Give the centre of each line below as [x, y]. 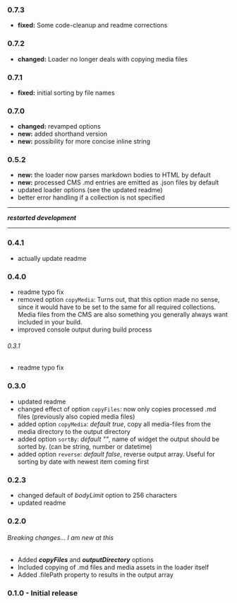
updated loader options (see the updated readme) [90, 190]
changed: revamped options [59, 127]
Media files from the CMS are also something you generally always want [122, 315]
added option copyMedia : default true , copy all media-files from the [114, 424]
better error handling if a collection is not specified [91, 198]
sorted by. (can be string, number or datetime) [85, 446]
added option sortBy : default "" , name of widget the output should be [119, 439]
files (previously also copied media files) [76, 416]
